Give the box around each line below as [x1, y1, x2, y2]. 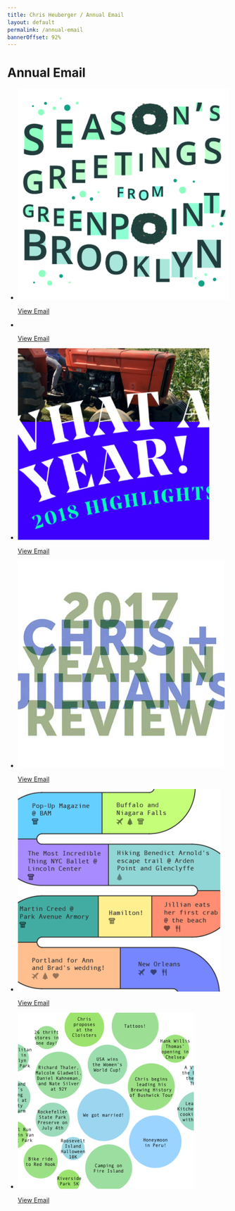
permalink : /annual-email [7, 26, 83, 33]
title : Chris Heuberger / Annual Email [7, 11, 125, 18]
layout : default [7, 18, 55, 26]
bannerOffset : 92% [7, 34, 61, 41]
